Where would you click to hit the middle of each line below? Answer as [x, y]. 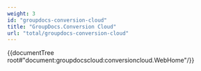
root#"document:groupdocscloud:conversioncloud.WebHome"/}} [101, 61]
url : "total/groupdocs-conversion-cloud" [68, 33]
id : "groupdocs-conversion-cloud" [57, 20]
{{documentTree [31, 53]
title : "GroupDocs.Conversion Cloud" [62, 26]
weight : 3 [22, 14]
